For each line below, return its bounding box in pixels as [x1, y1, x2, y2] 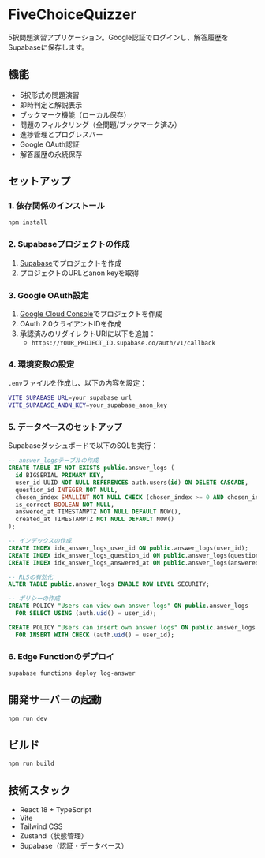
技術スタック [8, 783, 71, 797]
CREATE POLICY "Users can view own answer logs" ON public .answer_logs [8, 602, 248, 610]
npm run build [8, 759, 55, 768]
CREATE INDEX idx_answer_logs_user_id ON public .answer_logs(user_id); [8, 544, 248, 552]
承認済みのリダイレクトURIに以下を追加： [19, 329, 156, 338]
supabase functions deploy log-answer [8, 669, 136, 677]
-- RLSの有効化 [8, 573, 54, 581]
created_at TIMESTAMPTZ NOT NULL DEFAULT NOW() [15, 515, 175, 524]
